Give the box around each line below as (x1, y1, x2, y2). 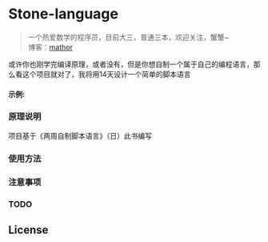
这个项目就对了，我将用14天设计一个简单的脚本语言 (22, 69, 191, 79)
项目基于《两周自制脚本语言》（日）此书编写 (8, 131, 152, 140)
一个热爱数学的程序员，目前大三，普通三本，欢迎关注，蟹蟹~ (27, 32, 230, 42)
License (8, 223, 49, 236)
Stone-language (8, 5, 118, 23)
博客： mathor (27, 42, 74, 52)
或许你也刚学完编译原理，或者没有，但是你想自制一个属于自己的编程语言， (8, 59, 254, 69)
